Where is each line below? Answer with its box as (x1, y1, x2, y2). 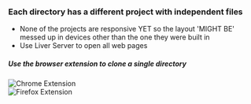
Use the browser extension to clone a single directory (8, 58, 187, 69)
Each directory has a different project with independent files (8, 6, 243, 17)
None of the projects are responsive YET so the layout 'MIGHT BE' (19, 24, 234, 34)
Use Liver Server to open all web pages (19, 41, 148, 50)
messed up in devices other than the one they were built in (19, 32, 210, 42)
